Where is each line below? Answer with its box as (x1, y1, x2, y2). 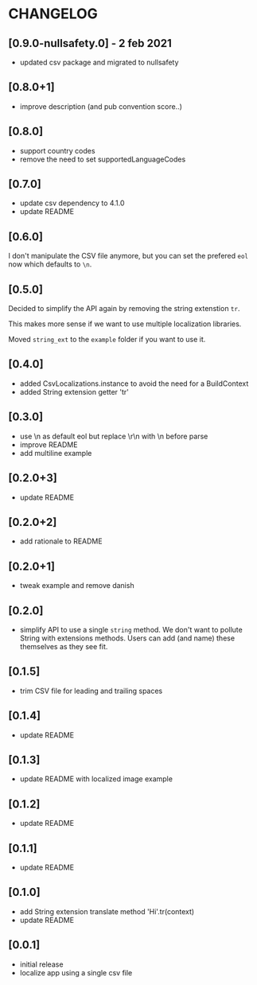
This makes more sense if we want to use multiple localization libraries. (8, 319, 242, 329)
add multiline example (19, 448, 92, 457)
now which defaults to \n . (8, 259, 92, 269)
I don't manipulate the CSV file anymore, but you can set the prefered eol (8, 251, 249, 261)
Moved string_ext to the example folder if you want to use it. (8, 335, 206, 345)
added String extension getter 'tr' (19, 387, 130, 396)
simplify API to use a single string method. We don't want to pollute (19, 625, 243, 634)
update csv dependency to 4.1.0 (19, 198, 125, 208)
